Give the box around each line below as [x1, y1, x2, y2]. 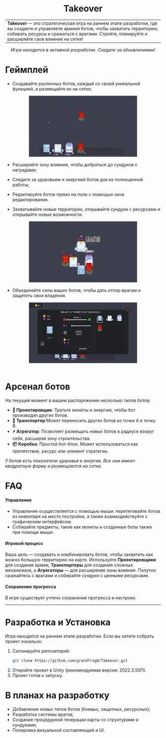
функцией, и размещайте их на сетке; [12, 86, 92, 92]
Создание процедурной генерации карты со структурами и [12, 716, 139, 723]
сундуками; [12, 722, 37, 728]
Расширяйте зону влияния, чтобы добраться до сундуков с [12, 161, 138, 167]
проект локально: [5, 638, 42, 644]
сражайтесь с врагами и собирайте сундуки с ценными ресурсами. [5, 572, 149, 578]
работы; [12, 182, 30, 188]
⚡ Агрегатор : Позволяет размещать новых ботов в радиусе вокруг [12, 429, 155, 435]
